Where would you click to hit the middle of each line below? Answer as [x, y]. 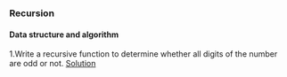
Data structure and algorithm [64, 35]
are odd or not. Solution [53, 64]
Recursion [32, 13]
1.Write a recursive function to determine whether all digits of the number [143, 54]
